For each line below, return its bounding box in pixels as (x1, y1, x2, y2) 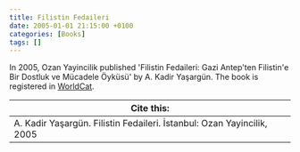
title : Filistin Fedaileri (9, 12, 110, 22)
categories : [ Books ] (9, 29, 87, 38)
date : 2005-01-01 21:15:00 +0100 (9, 21, 134, 30)
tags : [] (9, 37, 42, 47)
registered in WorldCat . (9, 81, 96, 92)
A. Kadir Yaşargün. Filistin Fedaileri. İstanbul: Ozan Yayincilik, (13, 117, 268, 130)
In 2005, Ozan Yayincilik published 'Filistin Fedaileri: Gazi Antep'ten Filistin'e (9, 62, 289, 73)
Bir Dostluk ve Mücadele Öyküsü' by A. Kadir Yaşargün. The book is (9, 72, 259, 83)
